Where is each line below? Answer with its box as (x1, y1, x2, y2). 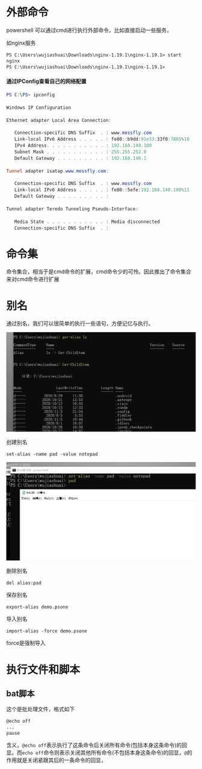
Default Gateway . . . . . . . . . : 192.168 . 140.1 (14, 155, 147, 161)
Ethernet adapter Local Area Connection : (6, 117, 112, 123)
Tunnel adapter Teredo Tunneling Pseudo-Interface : (6, 205, 138, 212)
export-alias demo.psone (6, 604, 69, 610)
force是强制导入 (6, 639, 46, 646)
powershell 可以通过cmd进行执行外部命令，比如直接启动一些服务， (6, 26, 173, 34)
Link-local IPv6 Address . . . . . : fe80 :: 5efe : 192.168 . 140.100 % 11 (14, 187, 190, 193)
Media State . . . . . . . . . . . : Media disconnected (14, 219, 161, 225)
